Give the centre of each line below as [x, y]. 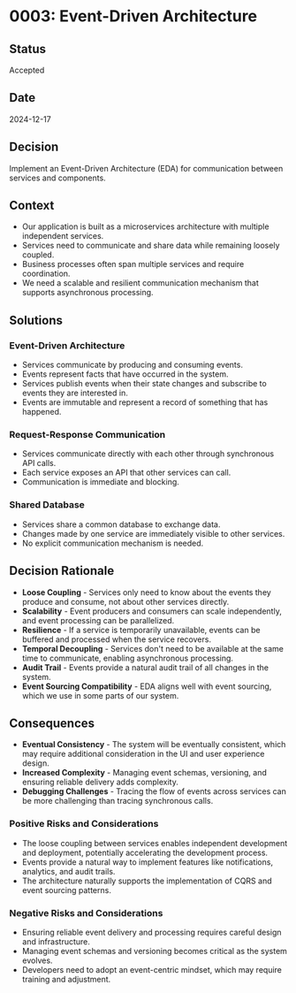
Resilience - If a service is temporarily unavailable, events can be [141, 630]
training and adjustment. [66, 979]
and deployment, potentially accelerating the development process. [144, 852]
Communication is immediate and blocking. [100, 482]
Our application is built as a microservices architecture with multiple [145, 226]
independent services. [63, 236]
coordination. [46, 274]
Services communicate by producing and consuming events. [132, 365]
